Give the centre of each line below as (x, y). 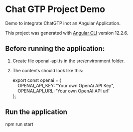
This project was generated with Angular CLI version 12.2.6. (67, 33)
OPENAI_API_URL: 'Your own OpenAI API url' (63, 91)
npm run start (19, 124)
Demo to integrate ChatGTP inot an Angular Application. (63, 23)
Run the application (36, 112)
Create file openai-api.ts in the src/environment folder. (69, 61)
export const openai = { (37, 80)
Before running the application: (55, 49)
